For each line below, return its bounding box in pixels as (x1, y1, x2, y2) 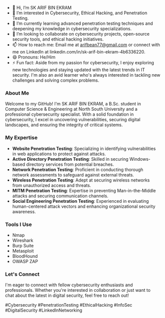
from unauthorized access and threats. (12, 182, 91, 188)
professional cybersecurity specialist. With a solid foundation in (5, 111, 134, 117)
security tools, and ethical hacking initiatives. (12, 36, 104, 42)
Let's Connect (5, 271, 40, 277)
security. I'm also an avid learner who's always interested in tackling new (12, 72, 161, 78)
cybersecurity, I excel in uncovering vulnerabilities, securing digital (5, 117, 140, 123)
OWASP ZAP (12, 258, 38, 264)
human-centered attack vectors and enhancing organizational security (12, 203, 156, 209)
